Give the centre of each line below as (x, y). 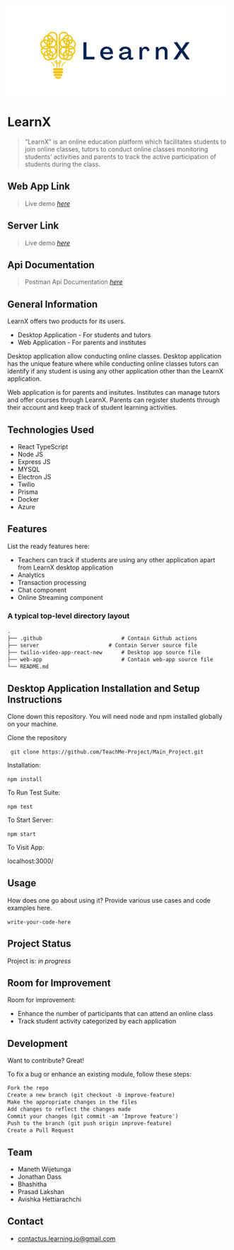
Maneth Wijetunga (44, 1169)
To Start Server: (30, 820)
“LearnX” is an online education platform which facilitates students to (125, 141)
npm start (22, 834)
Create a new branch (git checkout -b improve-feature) (91, 1095)
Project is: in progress (39, 961)
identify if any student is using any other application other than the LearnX (116, 371)
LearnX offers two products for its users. (66, 321)
